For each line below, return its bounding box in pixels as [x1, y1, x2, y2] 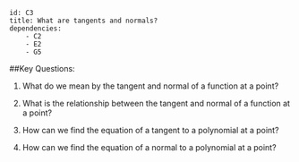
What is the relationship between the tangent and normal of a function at [21, 98, 291, 108]
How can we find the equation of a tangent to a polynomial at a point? [21, 125, 279, 135]
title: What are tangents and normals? [9, 16, 158, 25]
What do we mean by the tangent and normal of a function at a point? [21, 81, 279, 91]
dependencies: [9, 24, 63, 33]
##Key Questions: [9, 64, 75, 73]
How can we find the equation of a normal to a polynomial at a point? [21, 142, 277, 152]
